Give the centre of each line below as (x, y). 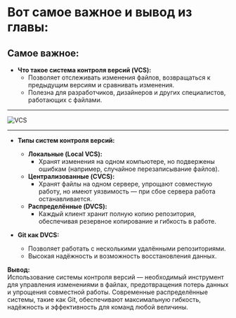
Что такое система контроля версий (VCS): (84, 70)
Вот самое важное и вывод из (100, 12)
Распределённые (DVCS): (67, 206)
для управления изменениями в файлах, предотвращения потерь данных (118, 285)
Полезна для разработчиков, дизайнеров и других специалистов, (127, 93)
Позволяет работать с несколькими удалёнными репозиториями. (127, 248)
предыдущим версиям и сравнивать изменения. (101, 85)
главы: (28, 27)
